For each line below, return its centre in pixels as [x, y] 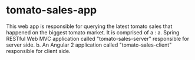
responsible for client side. [38, 51]
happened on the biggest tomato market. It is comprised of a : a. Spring [93, 32]
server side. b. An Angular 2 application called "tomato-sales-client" [89, 45]
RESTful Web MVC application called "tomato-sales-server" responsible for [98, 38]
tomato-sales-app [52, 10]
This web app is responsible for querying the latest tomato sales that [89, 26]
